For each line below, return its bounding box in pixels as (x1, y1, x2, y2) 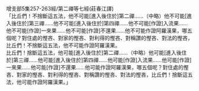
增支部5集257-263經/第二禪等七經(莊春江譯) (6, 5, 114, 12)
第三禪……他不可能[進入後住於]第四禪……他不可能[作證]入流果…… (28, 20, 188, 26)
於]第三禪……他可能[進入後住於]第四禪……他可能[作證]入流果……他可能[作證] (6, 56, 192, 63)
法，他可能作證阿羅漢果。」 (6, 79, 71, 85)
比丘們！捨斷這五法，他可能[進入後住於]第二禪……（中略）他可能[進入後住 (6, 49, 187, 56)
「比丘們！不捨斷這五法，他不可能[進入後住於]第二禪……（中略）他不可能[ (6, 12, 187, 19)
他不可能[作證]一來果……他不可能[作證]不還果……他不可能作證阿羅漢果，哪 (6, 27, 188, 34)
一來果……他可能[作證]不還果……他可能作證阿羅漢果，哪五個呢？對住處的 (6, 64, 184, 70)
